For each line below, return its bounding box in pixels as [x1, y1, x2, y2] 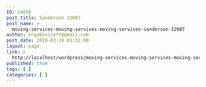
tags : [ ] [6, 66, 32, 72]
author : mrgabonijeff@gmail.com [6, 32, 89, 38]
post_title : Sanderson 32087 [6, 15, 81, 21]
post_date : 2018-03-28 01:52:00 [6, 37, 89, 43]
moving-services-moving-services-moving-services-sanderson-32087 [12, 26, 185, 32]
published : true [6, 60, 48, 66]
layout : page [6, 43, 40, 50]
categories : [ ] [6, 72, 48, 78]
